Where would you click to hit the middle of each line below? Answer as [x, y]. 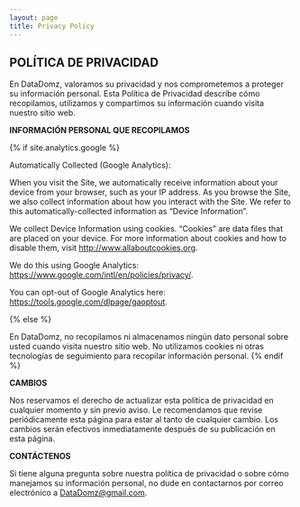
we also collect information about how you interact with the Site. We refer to [150, 202]
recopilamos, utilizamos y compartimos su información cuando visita [136, 104]
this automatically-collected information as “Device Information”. [129, 212]
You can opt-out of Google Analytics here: [88, 293]
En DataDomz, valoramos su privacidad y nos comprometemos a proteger [146, 84]
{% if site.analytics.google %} [64, 148]
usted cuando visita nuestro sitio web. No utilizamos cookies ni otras [136, 347]
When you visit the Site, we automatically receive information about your [144, 183]
